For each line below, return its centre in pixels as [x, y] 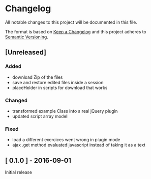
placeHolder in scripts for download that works [60, 88]
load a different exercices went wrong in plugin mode [66, 140]
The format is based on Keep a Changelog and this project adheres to [76, 31]
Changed [16, 100]
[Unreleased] [26, 52]
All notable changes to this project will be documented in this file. [71, 22]
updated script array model [40, 116]
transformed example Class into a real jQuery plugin [65, 111]
